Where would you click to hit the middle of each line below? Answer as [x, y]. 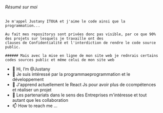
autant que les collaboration [40, 100]
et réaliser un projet [32, 90]
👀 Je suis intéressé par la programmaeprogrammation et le [71, 74]
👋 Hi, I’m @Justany [31, 69]
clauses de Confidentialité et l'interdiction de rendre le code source [81, 43]
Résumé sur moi [21, 7]
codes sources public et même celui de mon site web [60, 60]
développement [28, 79]
